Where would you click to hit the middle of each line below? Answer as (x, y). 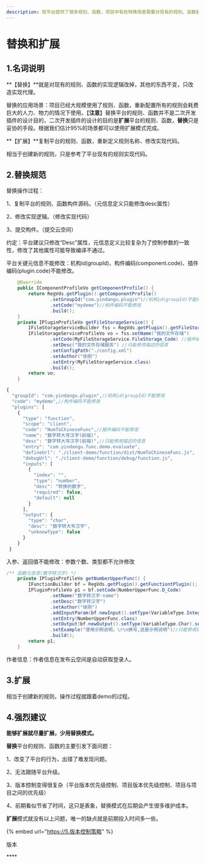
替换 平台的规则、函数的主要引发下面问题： (60, 746)
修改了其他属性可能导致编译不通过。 (62, 250)
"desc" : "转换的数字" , (60, 487)
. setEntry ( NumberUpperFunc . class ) (94, 618)
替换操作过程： (25, 191)
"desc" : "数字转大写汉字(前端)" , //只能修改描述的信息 (84, 441)
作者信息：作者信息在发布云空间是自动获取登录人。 (70, 659)
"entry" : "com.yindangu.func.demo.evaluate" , (81, 446)
